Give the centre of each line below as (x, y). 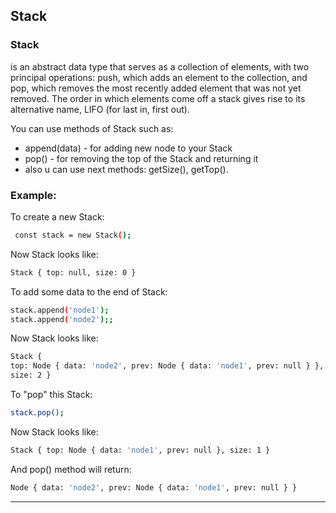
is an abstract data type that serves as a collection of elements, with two (160, 66)
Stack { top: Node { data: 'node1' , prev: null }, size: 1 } (140, 450)
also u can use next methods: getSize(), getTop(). (126, 169)
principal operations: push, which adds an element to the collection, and (159, 77)
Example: (33, 195)
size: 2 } (31, 375)
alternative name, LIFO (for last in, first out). (100, 109)
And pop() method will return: (71, 469)
